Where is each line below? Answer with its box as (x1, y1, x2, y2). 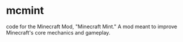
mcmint (6, 4, 44, 17)
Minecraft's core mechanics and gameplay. (6, 29, 110, 36)
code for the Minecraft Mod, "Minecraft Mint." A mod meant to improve (6, 23, 178, 30)
